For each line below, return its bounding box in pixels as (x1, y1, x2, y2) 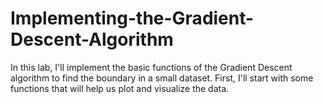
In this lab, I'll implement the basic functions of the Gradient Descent (10, 61, 293, 73)
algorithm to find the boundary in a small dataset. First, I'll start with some (10, 72, 314, 84)
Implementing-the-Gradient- (10, 7, 255, 30)
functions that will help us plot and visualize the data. (10, 82, 230, 94)
